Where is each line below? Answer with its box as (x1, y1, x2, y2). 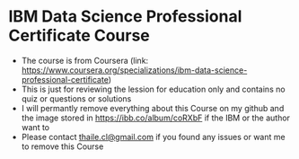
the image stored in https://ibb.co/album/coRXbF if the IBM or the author (21, 112, 291, 123)
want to (21, 121, 50, 132)
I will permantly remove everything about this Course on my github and (21, 102, 285, 113)
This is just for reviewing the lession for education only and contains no (21, 84, 286, 94)
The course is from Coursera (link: (21, 55, 149, 66)
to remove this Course (21, 141, 104, 152)
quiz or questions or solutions (21, 93, 132, 104)
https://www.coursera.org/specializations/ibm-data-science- (21, 65, 248, 75)
